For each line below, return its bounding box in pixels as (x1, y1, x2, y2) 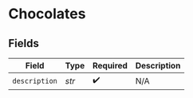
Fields (8, 37, 40, 50)
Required (92, 61, 128, 71)
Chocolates (8, 5, 86, 23)
